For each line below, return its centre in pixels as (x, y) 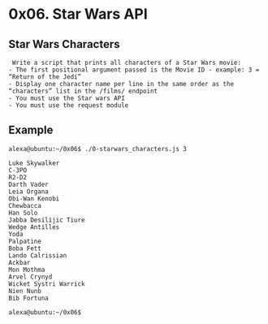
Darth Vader (28, 184)
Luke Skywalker (34, 163)
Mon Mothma (27, 270)
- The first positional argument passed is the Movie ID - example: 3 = (134, 70)
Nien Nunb (25, 291)
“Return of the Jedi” (45, 77)
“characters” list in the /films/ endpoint (83, 91)
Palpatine (25, 241)
